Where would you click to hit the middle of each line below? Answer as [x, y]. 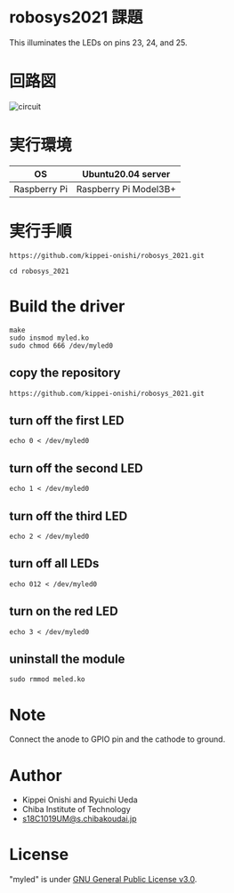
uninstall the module [67, 659]
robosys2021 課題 [76, 17]
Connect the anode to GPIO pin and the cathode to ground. [117, 739]
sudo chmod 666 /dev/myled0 [61, 346]
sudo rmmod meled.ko [48, 680]
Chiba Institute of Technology [76, 809]
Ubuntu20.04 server [126, 173]
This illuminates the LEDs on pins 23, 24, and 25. [98, 42]
